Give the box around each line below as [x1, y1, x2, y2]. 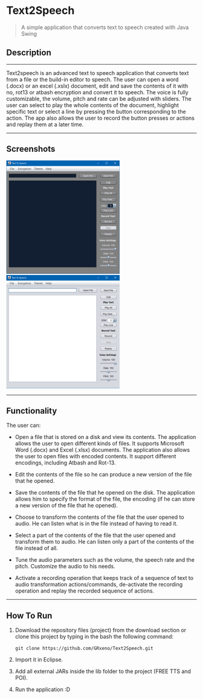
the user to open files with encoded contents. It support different [14, 453, 176, 460]
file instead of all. [14, 545, 59, 552]
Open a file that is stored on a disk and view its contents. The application [14, 434, 196, 441]
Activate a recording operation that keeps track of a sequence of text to [14, 574, 194, 582]
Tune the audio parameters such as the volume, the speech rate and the [14, 556, 195, 564]
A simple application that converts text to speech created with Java [21, 24, 189, 31]
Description [6, 48, 51, 58]
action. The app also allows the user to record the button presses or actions [6, 114, 195, 122]
